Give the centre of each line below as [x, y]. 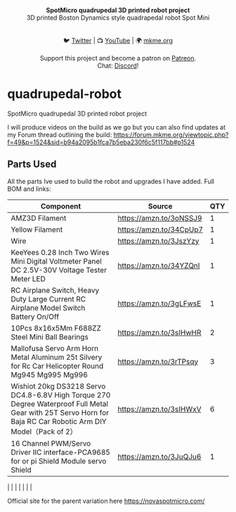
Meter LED [28, 279]
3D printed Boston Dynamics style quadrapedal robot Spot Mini [118, 18]
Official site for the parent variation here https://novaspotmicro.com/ [106, 501]
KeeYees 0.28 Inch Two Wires [60, 252]
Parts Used [32, 164]
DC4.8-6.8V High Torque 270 [61, 395]
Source [160, 206]
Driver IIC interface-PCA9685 [61, 452]
